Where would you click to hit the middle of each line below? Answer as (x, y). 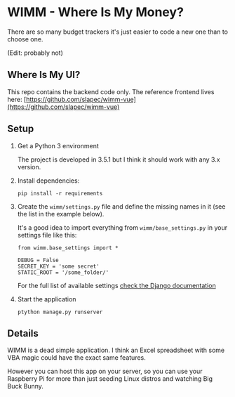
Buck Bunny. (26, 386)
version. (29, 167)
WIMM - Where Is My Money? (96, 12)
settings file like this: (47, 235)
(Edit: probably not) (35, 53)
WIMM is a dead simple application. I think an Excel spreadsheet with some (116, 350)
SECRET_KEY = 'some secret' (58, 266)
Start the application (47, 299)
